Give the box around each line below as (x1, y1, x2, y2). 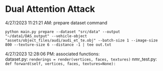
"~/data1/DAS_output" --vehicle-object (5, 34, 87, 38)
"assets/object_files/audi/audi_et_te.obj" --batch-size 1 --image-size (5, 38, 158, 43)
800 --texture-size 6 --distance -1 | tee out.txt (5, 42, 112, 47)
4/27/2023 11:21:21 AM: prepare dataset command (5, 20, 108, 26)
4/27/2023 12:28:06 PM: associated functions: (5, 51, 100, 57)
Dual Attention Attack (5, 3, 95, 15)
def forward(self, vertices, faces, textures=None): (5, 61, 116, 66)
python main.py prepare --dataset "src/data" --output (5, 29, 121, 34)
